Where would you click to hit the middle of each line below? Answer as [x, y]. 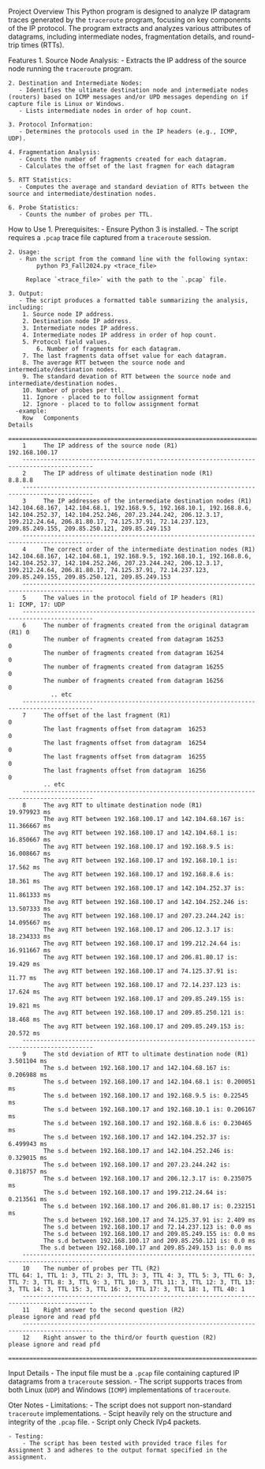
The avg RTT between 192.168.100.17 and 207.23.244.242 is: [144, 916]
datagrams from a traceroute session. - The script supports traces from [125, 1381]
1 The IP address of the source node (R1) [100, 446]
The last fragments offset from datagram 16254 [125, 743]
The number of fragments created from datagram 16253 [133, 639]
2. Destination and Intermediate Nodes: [76, 83]
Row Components [51, 418]
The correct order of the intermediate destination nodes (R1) [149, 549]
